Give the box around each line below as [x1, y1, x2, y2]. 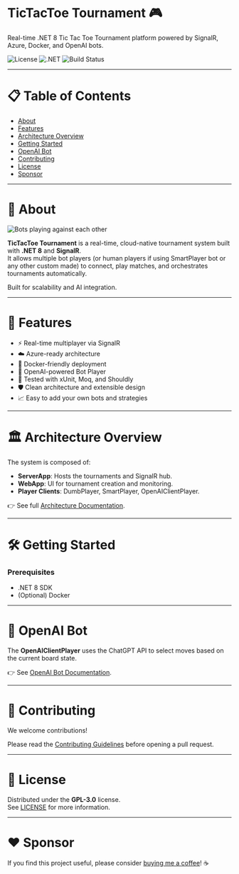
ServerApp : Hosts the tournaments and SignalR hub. [17, 471, 173, 480]
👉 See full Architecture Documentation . [7, 501, 126, 510]
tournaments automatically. [7, 268, 87, 278]
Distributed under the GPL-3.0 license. [7, 795, 121, 803]
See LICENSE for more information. [7, 803, 110, 811]
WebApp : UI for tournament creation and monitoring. [17, 479, 174, 488]
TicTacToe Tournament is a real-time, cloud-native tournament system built [7, 238, 230, 247]
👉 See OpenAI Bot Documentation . [7, 668, 112, 677]
